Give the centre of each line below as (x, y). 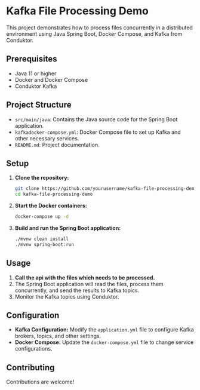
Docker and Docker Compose (51, 79)
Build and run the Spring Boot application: (68, 228)
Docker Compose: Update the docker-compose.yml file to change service (104, 342)
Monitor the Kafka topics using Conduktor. (67, 296)
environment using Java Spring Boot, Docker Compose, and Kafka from (94, 33)
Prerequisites (32, 59)
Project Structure (39, 105)
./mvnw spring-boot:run (44, 244)
